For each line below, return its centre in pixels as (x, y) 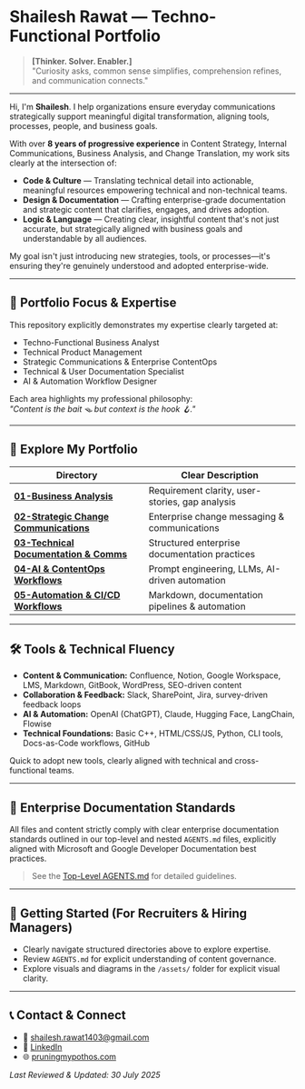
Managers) (41, 928)
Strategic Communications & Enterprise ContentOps (120, 362)
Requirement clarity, (191, 490)
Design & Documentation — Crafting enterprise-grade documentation (154, 200)
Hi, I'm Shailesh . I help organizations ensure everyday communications (143, 106)
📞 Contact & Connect (68, 1015)
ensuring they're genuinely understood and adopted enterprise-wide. (139, 265)
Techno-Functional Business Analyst (91, 342)
